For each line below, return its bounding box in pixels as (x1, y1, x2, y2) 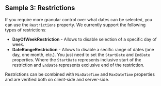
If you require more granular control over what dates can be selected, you (5, 16, 153, 22)
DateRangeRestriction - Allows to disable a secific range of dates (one (12, 46, 154, 52)
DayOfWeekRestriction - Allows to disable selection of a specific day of (12, 36, 157, 42)
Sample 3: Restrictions (5, 4, 75, 12)
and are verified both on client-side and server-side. (5, 76, 110, 82)
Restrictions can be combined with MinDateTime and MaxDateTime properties (5, 71, 155, 77)
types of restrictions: (5, 27, 47, 33)
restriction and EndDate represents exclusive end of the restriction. (12, 62, 145, 68)
